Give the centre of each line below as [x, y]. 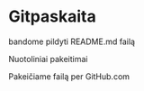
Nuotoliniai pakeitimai [48, 59]
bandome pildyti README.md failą [72, 41]
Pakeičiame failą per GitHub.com [69, 76]
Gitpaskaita [52, 17]
